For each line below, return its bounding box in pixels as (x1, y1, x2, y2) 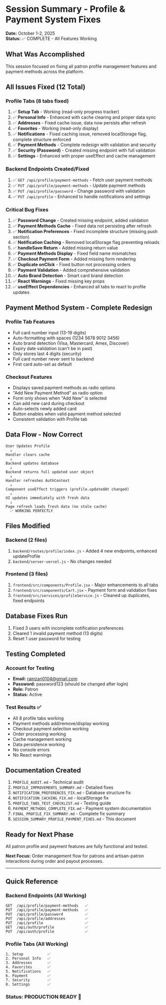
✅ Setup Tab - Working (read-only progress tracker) (12, 109, 120, 115)
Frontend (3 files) (5, 570, 48, 577)
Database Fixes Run (5, 612, 68, 620)
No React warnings (12, 752, 52, 758)
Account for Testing (5, 664, 55, 671)
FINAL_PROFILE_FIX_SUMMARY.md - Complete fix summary (12, 811, 125, 817)
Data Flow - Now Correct (5, 431, 83, 439)
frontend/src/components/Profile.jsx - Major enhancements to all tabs (12, 582, 159, 588)
